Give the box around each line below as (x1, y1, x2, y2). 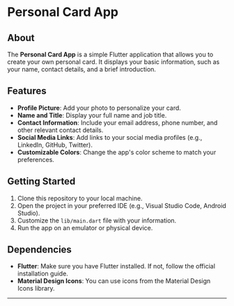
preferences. (17, 155, 54, 163)
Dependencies (7, 244, 72, 256)
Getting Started (7, 175, 76, 188)
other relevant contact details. (17, 126, 104, 134)
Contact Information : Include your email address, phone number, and (17, 118, 218, 127)
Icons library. (17, 284, 55, 293)
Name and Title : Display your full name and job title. (17, 111, 167, 119)
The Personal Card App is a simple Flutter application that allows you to (7, 50, 214, 58)
